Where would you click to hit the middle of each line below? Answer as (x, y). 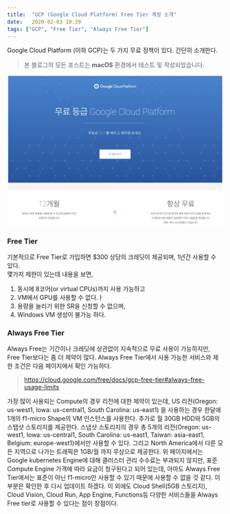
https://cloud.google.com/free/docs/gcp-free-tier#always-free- (114, 380)
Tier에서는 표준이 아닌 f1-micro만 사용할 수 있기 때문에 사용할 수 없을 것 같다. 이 (114, 477)
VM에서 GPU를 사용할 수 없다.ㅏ (60, 298)
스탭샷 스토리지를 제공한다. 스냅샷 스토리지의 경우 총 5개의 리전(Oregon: (104, 427)
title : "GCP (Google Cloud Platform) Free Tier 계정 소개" (92, 14)
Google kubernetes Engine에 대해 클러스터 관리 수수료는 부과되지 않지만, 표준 (112, 460)
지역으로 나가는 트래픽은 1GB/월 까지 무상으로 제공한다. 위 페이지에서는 (109, 452)
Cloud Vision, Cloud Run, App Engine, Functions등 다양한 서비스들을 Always (113, 495)
